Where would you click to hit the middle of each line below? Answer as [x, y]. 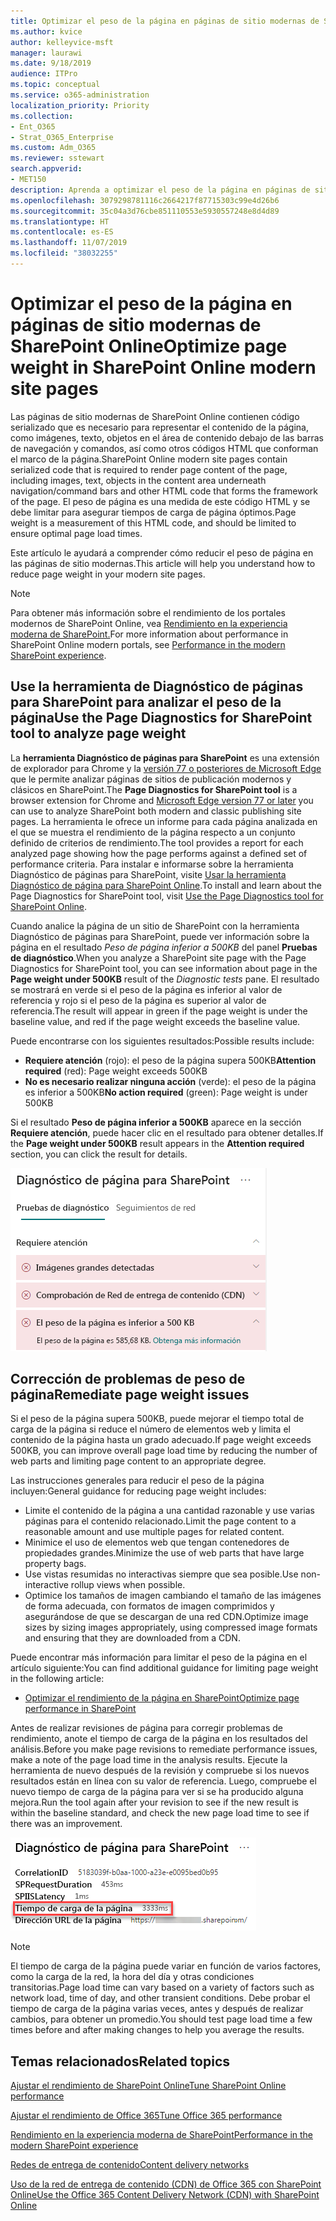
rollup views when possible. [128, 1585]
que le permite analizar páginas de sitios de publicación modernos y [151, 779]
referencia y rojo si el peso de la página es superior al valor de [138, 1000]
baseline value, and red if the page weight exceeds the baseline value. [155, 1021]
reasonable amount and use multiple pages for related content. [154, 1532]
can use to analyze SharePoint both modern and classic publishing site [156, 811]
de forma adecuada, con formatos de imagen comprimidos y [149, 1606]
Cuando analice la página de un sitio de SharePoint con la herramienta [155, 926]
